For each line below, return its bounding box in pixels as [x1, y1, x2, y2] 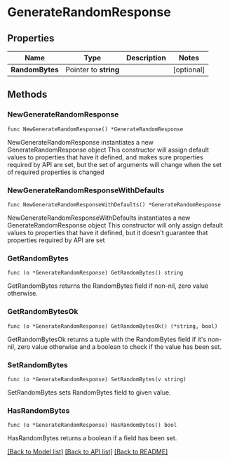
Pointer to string [65, 65, 120, 74]
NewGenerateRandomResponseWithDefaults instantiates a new [7, 213, 191, 222]
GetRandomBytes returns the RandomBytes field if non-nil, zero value [7, 282, 209, 290]
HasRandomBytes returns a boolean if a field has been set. [7, 434, 177, 442]
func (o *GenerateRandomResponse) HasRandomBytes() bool [7, 422, 177, 429]
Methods [7, 88, 48, 100]
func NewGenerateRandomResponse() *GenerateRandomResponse [7, 126, 184, 133]
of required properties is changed [7, 168, 104, 176]
